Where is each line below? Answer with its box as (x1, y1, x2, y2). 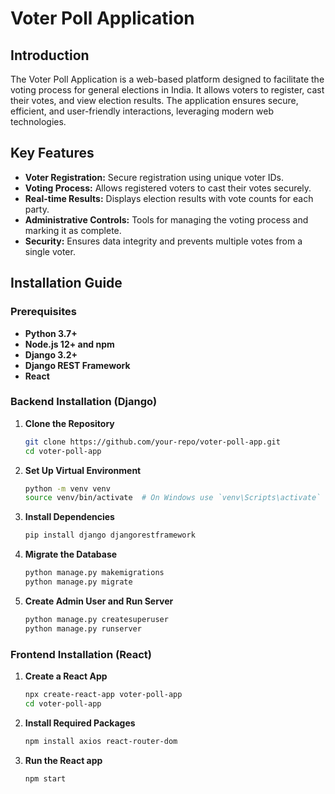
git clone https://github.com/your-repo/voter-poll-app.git (24, 437, 281, 447)
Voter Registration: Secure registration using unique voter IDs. (24, 171, 285, 183)
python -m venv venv (24, 483, 111, 494)
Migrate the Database (24, 548, 118, 561)
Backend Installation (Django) (10, 395, 158, 409)
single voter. (24, 245, 76, 257)
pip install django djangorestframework (24, 530, 196, 541)
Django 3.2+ (24, 348, 78, 361)
